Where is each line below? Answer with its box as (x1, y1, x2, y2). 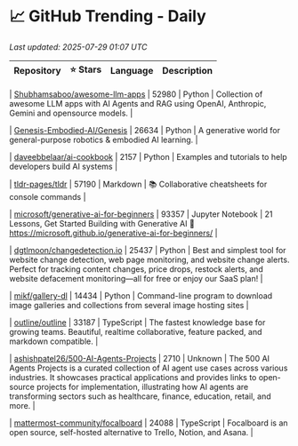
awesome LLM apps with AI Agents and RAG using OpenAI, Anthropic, (9, 98, 267, 108)
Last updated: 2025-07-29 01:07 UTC (9, 41, 149, 52)
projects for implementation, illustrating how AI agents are (36, 381, 249, 392)
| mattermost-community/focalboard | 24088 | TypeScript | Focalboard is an (9, 418, 288, 428)
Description (162, 65, 213, 77)
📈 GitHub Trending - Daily (9, 6, 206, 27)
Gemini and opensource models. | (9, 108, 133, 118)
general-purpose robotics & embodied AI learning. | (9, 134, 198, 145)
